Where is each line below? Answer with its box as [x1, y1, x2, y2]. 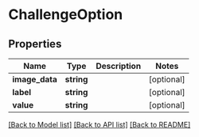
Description [95, 61, 142, 71]
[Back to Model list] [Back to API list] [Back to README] [8, 120, 191, 129]
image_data [12, 74, 58, 85]
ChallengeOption [8, 6, 123, 24]
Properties [8, 37, 62, 51]
